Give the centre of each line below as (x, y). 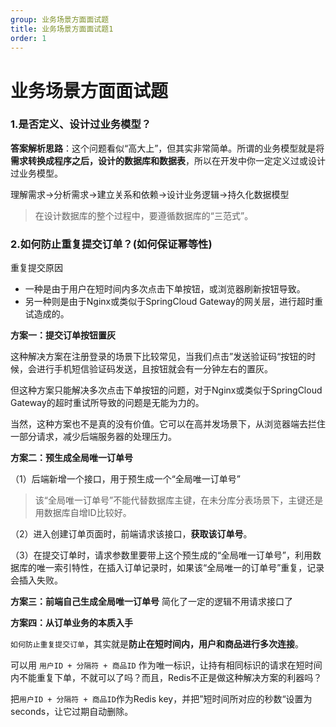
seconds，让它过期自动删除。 (72, 712)
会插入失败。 (36, 580)
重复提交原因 (36, 268)
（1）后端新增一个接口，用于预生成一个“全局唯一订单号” (126, 479)
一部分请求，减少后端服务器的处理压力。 (93, 437)
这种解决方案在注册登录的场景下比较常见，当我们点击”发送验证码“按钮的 (159, 357)
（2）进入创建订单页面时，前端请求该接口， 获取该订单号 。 (131, 534)
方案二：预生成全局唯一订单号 (71, 458)
